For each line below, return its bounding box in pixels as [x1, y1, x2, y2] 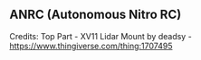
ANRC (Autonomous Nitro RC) [9, 7, 182, 22]
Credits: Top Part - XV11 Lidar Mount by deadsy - [9, 30, 192, 41]
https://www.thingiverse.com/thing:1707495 [9, 40, 173, 51]
